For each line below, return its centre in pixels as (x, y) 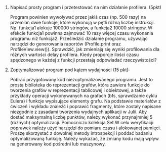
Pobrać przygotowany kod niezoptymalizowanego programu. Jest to (81, 80)
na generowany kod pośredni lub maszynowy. (58, 144)
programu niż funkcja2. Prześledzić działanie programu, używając (79, 38)
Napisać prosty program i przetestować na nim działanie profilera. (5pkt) (86, 7)
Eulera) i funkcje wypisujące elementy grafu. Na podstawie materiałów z (85, 101)
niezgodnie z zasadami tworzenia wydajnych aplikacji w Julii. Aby (78, 112)
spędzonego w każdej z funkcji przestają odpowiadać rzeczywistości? (83, 60)
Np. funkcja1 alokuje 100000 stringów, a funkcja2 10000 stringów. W (81, 28)
